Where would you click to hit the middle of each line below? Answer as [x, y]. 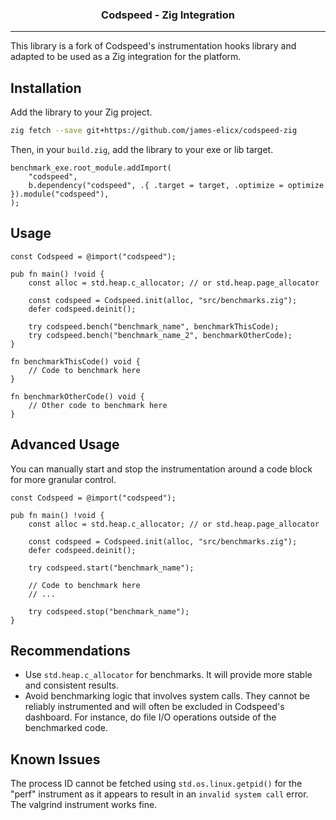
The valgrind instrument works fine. [84, 805]
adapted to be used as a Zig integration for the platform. [126, 57]
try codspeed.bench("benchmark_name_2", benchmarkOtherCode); [160, 335]
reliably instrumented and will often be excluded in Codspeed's [154, 707]
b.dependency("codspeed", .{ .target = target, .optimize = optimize [176, 185]
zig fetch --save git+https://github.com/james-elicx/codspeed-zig [154, 131]
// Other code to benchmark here [98, 405]
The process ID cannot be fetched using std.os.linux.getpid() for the [156, 784]
